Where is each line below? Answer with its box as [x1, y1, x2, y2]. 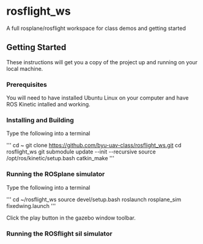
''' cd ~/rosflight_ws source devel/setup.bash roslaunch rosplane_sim [6, 196, 182, 203]
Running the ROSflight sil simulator [6, 229, 113, 238]
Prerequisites [6, 80, 47, 89]
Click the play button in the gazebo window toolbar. [6, 214, 136, 221]
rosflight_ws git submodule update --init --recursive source [6, 148, 156, 155]
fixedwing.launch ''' [6, 202, 56, 209]
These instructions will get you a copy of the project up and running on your [6, 58, 197, 65]
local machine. [6, 65, 43, 72]
